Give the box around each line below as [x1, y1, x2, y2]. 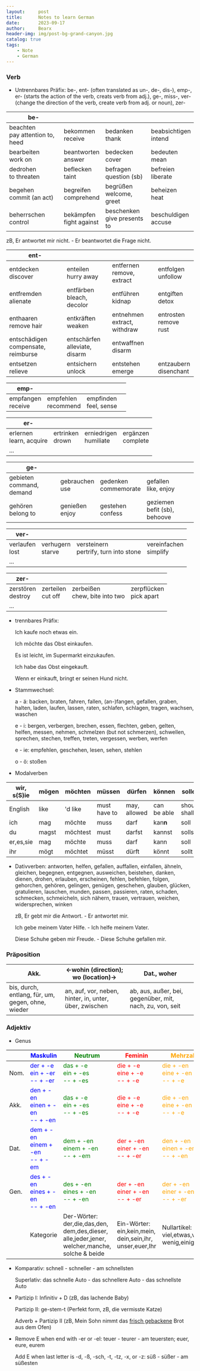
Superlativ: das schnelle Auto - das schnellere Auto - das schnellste [14, 1276, 182, 1283]
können [153, 787, 176, 795]
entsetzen [9, 359, 37, 368]
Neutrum [74, 1051, 100, 1060]
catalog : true [6, 36, 42, 42]
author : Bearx [6, 25, 52, 32]
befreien [151, 165, 175, 173]
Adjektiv [6, 1024, 32, 1032]
